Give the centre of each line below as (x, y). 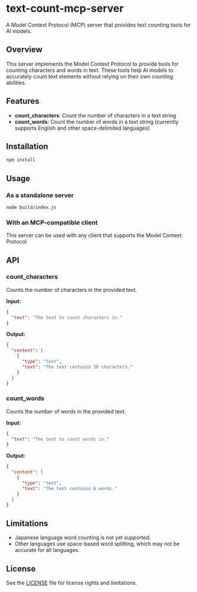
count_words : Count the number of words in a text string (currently (96, 121)
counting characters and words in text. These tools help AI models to (90, 70)
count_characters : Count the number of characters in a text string (95, 115)
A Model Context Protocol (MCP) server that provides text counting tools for (98, 25)
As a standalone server (40, 195)
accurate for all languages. (47, 550)
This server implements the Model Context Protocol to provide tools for (92, 64)
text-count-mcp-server (65, 9)
